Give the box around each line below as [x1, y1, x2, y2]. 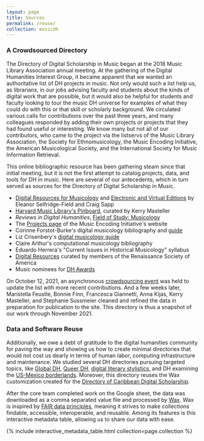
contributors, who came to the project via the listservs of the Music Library [6, 131, 194, 139]
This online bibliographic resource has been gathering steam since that [6, 162, 186, 170]
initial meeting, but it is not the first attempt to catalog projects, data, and [6, 169, 189, 177]
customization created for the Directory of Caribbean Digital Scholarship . [6, 377, 190, 385]
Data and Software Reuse [6, 325, 84, 333]
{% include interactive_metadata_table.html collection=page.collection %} [6, 427, 193, 434]
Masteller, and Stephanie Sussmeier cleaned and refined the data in [6, 297, 177, 304]
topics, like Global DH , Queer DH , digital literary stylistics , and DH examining [6, 365, 199, 372]
